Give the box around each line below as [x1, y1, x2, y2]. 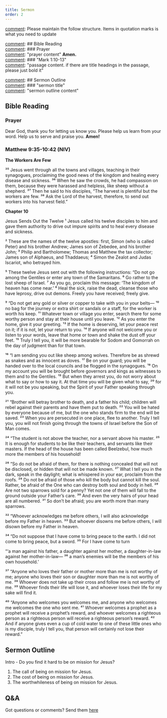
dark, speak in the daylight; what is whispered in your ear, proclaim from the [5, 471, 162, 477]
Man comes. [5, 425, 31, 432]
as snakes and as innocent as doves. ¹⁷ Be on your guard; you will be [5, 358, 146, 363]
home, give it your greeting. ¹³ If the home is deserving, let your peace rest [5, 322, 159, 328]
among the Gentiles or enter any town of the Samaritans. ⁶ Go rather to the [5, 275, 159, 281]
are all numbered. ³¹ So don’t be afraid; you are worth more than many [5, 498, 149, 504]
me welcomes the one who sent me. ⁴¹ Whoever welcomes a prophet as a [5, 605, 157, 611]
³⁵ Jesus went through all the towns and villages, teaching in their [5, 167, 140, 173]
